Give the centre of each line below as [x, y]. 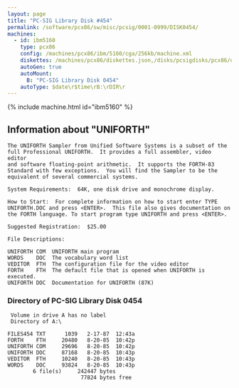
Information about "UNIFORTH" [79, 129]
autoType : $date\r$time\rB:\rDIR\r [73, 87]
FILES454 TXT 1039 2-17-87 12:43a [71, 334]
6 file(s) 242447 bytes [74, 372]
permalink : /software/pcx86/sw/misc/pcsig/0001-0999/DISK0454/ [103, 27]
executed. [22, 277]
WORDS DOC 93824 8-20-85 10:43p [71, 365]
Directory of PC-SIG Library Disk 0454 [75, 300]
